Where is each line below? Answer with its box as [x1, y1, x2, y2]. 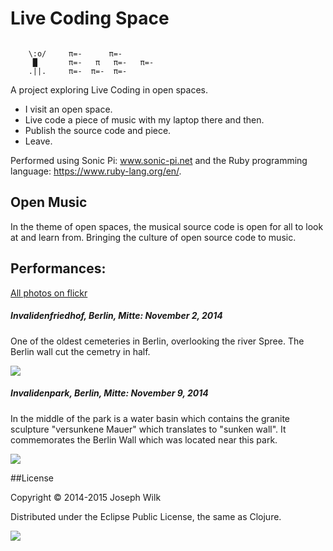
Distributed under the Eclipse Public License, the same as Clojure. [10, 510, 282, 522]
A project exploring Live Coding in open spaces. [10, 83, 208, 96]
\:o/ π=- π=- [28, 48, 123, 59]
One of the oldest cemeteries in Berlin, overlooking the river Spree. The [10, 335, 305, 347]
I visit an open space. [24, 103, 113, 115]
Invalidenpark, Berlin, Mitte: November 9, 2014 [10, 387, 209, 399]
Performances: [10, 260, 107, 277]
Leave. [24, 135, 53, 147]
